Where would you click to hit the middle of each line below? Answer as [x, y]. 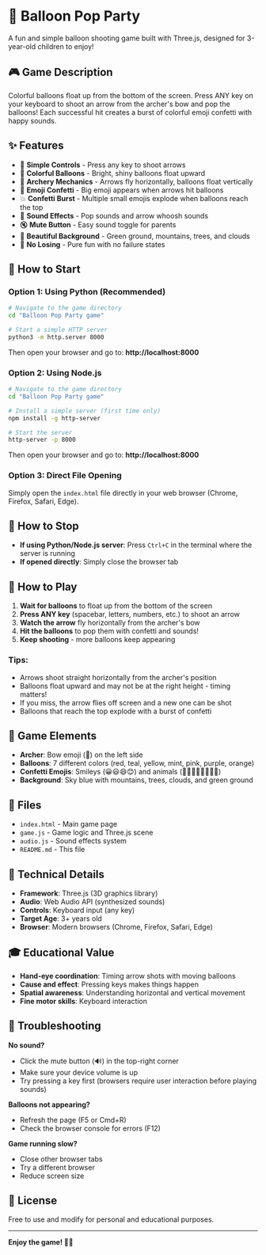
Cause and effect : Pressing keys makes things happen [109, 984]
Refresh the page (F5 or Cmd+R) [73, 1120]
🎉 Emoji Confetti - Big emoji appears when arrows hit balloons [122, 190]
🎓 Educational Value [61, 953]
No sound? [27, 1045]
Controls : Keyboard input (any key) [77, 910]
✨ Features [36, 146]
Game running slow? [43, 1143]
